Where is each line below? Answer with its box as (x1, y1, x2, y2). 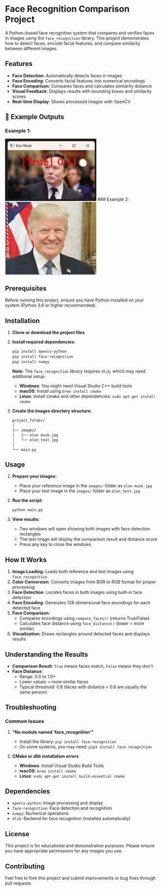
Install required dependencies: (12, 339, 76, 345)
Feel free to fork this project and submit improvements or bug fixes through (5, 875, 156, 881)
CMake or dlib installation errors (12, 753, 79, 759)
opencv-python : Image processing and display (12, 800, 104, 806)
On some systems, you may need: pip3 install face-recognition (19, 743, 152, 749)
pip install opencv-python (12, 349, 67, 354)
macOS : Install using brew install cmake (19, 388, 102, 394)
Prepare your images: (12, 473, 57, 479)
